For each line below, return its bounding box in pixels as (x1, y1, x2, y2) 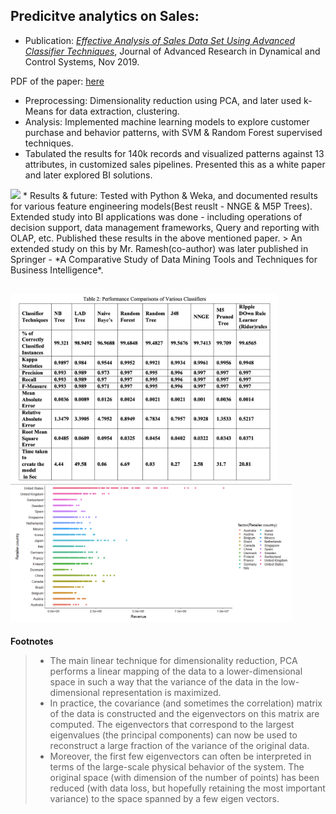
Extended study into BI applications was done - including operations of (10, 210, 303, 223)
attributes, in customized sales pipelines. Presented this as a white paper (24, 158, 326, 170)
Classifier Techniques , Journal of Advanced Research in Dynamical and (24, 45, 321, 57)
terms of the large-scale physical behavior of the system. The (49, 760, 305, 773)
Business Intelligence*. (10, 264, 104, 276)
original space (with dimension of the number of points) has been (49, 771, 320, 783)
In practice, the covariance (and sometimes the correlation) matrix (49, 697, 323, 709)
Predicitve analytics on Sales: (10, 8, 200, 25)
